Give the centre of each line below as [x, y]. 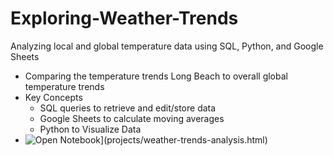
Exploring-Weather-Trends [124, 18]
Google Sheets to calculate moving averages [132, 118]
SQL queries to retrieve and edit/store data [128, 108]
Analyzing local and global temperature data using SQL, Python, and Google [167, 46]
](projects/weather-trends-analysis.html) [184, 139]
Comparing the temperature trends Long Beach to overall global [156, 76]
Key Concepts [53, 97]
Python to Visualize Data [90, 129]
